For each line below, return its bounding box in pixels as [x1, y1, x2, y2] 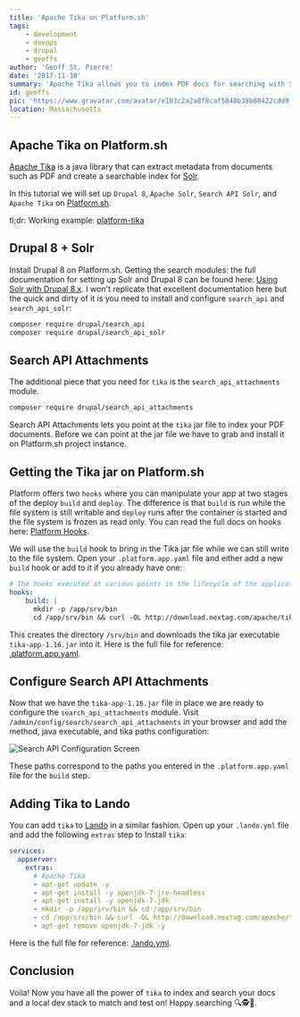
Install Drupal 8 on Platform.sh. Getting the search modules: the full [9, 265, 256, 275]
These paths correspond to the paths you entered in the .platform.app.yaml [9, 761, 289, 771]
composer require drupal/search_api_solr [9, 328, 166, 337]
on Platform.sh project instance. [9, 439, 127, 450]
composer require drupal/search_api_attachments [9, 403, 194, 412]
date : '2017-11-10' [9, 71, 82, 80]
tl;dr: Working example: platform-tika [9, 215, 145, 226]
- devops [25, 38, 58, 47]
